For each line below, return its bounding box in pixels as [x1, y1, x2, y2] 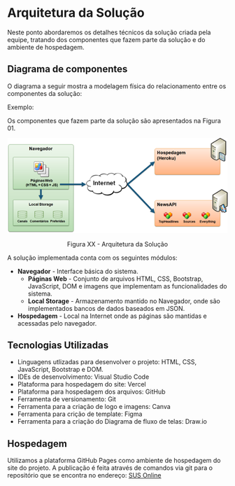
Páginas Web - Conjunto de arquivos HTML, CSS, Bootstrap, [27, 275, 204, 283]
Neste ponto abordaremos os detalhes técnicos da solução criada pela [7, 28, 211, 36]
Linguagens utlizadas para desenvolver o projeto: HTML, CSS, [17, 358, 197, 366]
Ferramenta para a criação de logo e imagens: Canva [17, 403, 171, 411]
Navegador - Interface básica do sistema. [17, 267, 138, 275]
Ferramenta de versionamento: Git [17, 395, 117, 403]
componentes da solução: [7, 89, 83, 97]
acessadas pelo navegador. [17, 319, 97, 327]
